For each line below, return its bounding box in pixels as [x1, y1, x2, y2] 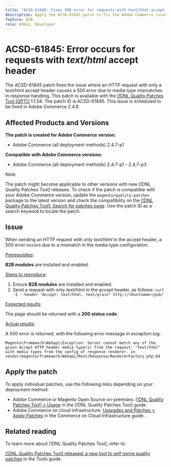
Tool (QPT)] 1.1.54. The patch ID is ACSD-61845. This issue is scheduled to [5, 98, 161, 104]
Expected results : [5, 301, 42, 307]
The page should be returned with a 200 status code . [5, 311, 119, 317]
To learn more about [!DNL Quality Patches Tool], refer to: [5, 441, 126, 447]
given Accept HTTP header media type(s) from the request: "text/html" [5, 344, 160, 350]
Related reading [5, 427, 57, 436]
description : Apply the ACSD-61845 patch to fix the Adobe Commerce [5, 12, 154, 17]
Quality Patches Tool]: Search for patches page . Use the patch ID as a [5, 203, 152, 209]
